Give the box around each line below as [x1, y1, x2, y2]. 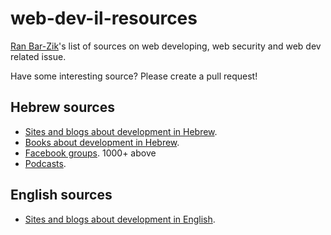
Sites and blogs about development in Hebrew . [24, 125, 218, 137]
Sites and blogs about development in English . [24, 213, 216, 225]
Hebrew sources [10, 99, 115, 116]
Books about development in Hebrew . [24, 136, 180, 148]
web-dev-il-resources [10, 7, 198, 30]
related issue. [10, 50, 67, 62]
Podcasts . [24, 157, 67, 169]
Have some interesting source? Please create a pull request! [10, 70, 258, 82]
